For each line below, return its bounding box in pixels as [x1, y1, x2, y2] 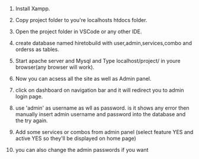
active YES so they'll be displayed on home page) [15, 135, 137, 142]
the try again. [15, 117, 48, 124]
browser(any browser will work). [15, 63, 95, 71]
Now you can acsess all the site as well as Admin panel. [15, 75, 152, 82]
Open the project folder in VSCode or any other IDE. [15, 28, 142, 35]
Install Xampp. [15, 5, 50, 12]
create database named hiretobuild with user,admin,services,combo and [15, 40, 192, 46]
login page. [15, 93, 43, 100]
